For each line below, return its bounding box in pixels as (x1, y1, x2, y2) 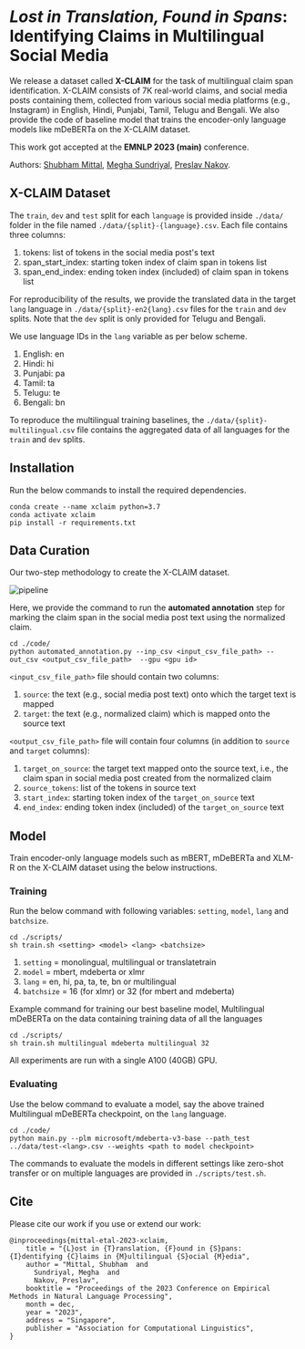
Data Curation (9, 543, 90, 558)
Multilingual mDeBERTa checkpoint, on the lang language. (9, 1108, 227, 1119)
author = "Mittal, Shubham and (25, 1260, 148, 1269)
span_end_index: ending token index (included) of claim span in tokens (22, 266, 290, 277)
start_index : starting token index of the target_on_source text (22, 792, 255, 804)
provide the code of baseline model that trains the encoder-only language (9, 114, 287, 125)
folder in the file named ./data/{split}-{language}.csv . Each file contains (9, 219, 289, 230)
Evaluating (9, 1078, 58, 1091)
